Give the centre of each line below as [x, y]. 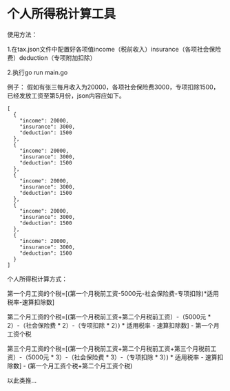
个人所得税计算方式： [37, 279]
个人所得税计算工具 [62, 14]
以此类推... [22, 380]
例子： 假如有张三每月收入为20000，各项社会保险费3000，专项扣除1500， [113, 87]
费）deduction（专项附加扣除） [52, 57]
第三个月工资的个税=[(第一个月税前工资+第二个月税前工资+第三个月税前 [109, 348]
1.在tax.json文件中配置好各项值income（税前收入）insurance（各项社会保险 [114, 49]
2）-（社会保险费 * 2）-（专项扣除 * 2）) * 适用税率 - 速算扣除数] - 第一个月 [113, 325]
